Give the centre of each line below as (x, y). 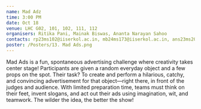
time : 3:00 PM (24, 17)
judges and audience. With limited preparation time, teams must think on (96, 87)
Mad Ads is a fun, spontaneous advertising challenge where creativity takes (100, 62)
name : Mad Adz (24, 12)
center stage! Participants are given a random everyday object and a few (96, 68)
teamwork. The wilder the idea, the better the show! (70, 99)
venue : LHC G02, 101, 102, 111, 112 (52, 28)
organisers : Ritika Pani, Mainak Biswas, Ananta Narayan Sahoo (87, 34)
